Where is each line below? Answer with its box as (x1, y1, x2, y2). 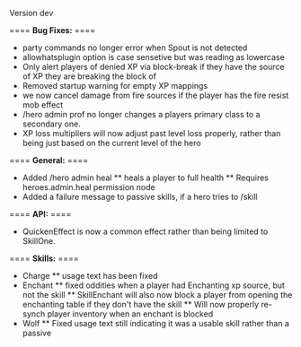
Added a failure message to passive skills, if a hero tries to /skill (22, 192, 258, 202)
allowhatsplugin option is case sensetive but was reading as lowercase (22, 52, 285, 62)
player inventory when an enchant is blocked (47, 308, 214, 319)
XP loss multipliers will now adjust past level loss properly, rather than (22, 128, 281, 138)
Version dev (9, 8, 54, 18)
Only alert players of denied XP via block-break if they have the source (22, 62, 285, 72)
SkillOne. (22, 236, 56, 246)
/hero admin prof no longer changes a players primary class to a (22, 109, 261, 119)
